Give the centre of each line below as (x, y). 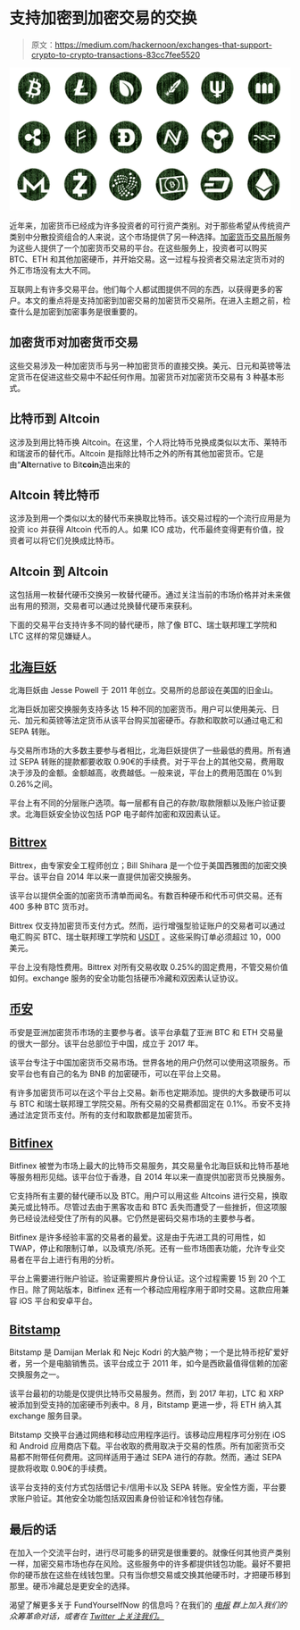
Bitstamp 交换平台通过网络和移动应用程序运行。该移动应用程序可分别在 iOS (147, 1435)
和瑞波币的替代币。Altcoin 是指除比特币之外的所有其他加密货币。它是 (137, 453)
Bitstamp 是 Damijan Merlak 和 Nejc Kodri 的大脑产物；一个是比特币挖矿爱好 (149, 1352)
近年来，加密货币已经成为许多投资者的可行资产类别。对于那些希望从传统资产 (150, 225)
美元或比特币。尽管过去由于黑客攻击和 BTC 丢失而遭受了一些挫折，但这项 (144, 1208)
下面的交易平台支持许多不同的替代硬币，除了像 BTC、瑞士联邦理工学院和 (143, 625)
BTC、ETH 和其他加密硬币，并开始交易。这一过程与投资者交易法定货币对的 (147, 259)
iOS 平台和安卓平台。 (58, 1301)
